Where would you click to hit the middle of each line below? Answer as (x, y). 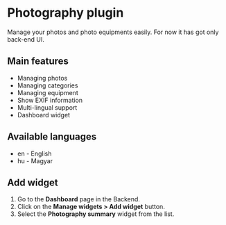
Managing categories (47, 85)
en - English (34, 153)
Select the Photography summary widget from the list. (96, 214)
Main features (38, 61)
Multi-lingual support (47, 107)
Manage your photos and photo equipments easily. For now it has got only (113, 32)
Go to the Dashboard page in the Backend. (79, 199)
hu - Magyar (35, 160)
